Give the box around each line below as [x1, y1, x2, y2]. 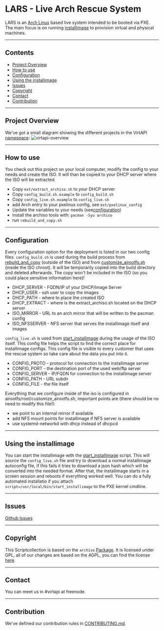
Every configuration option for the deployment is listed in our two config [5, 249, 150, 255]
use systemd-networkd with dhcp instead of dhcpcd [12, 421, 118, 427]
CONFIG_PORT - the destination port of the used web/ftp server [12, 366, 141, 371]
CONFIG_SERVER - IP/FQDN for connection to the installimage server [12, 371, 152, 377]
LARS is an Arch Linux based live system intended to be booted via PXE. [5, 20, 150, 25]
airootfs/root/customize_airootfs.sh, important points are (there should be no [5, 396, 159, 402]
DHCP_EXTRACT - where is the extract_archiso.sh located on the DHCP [12, 300, 157, 306]
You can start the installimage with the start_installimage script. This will [5, 452, 150, 458]
